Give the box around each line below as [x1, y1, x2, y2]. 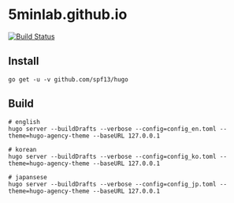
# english [8, 118, 41, 126]
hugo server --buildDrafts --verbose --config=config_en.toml [8, 125, 217, 133]
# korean [8, 145, 37, 153]
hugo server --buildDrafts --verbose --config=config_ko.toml [8, 152, 217, 160]
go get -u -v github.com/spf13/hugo [8, 75, 128, 84]
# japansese [8, 173, 47, 181]
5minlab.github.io [8, 6, 128, 24]
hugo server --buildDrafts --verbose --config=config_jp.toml [8, 180, 217, 188]
